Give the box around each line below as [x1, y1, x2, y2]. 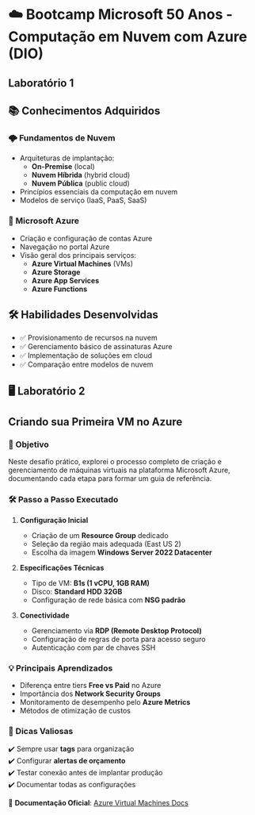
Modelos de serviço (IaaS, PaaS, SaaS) [19, 195, 147, 206]
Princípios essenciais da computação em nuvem [19, 187, 178, 197]
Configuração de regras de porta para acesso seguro [31, 634, 206, 644]
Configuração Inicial [19, 515, 89, 525]
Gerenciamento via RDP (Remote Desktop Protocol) [31, 625, 202, 635]
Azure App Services [31, 275, 100, 285]
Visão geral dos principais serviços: [19, 250, 137, 259]
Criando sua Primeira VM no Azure [8, 415, 183, 429]
